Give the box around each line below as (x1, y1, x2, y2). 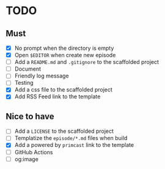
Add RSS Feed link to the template (14, 93, 101, 100)
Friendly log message (14, 72, 69, 80)
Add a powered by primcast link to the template (14, 141, 134, 149)
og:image (14, 155, 39, 163)
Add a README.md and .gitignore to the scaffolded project (14, 58, 159, 66)
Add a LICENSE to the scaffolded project (14, 127, 114, 135)
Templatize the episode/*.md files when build (14, 135, 128, 142)
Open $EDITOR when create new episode (14, 52, 116, 59)
